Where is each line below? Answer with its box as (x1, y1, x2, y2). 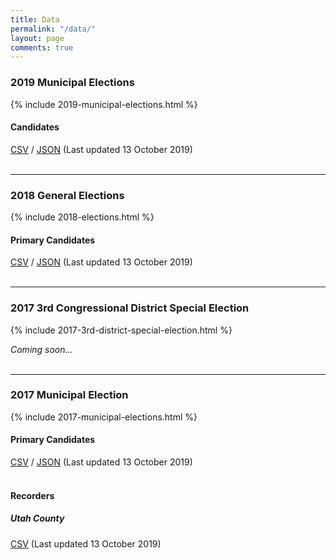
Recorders (10, 489, 55, 501)
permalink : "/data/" (10, 24, 97, 34)
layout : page (10, 33, 65, 43)
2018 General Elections (10, 188, 125, 202)
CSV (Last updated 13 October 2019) (10, 537, 162, 550)
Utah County (10, 512, 65, 525)
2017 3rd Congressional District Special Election (10, 301, 250, 315)
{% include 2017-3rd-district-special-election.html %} (10, 324, 233, 336)
